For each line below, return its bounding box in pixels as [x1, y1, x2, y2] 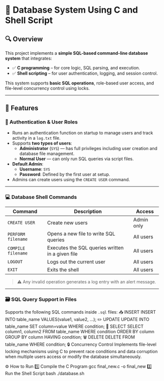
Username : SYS [19, 166, 50, 172]
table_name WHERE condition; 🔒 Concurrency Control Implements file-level [5, 341, 157, 347]
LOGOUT [7, 259, 23, 264]
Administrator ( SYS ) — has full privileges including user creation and [19, 145, 158, 151]
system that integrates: [5, 56, 52, 61]
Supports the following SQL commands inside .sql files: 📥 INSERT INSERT [5, 309, 156, 315]
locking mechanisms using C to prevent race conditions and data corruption [5, 349, 158, 355]
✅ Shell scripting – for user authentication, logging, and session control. [12, 70, 158, 76]
